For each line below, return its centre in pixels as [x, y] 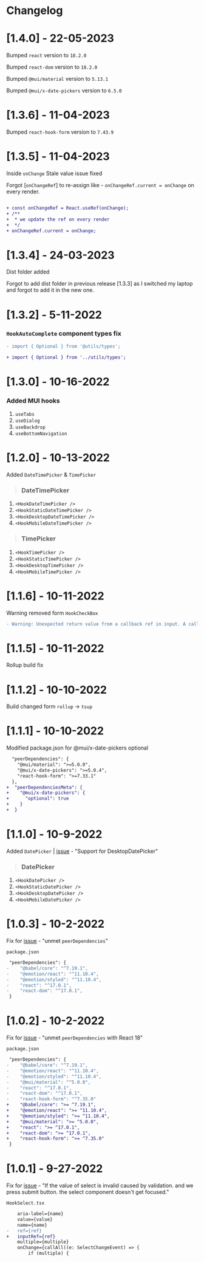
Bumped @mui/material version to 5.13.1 [57, 79]
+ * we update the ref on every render [58, 219]
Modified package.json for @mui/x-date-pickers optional [77, 748]
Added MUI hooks [33, 401]
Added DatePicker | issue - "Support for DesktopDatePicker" [82, 851]
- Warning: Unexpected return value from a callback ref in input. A [96, 624]
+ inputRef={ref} [31, 1236]
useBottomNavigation [41, 434]
